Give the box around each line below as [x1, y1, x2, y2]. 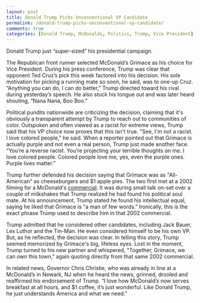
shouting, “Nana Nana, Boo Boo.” [6, 97, 88, 105]
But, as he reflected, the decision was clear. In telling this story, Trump [6, 234, 179, 241]
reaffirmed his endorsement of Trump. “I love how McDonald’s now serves [6, 277, 189, 284]
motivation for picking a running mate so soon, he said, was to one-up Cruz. [6, 78, 193, 86]
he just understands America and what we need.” [6, 290, 128, 297]
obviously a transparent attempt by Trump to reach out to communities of [6, 115, 187, 123]
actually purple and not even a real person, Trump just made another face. [6, 141, 189, 148]
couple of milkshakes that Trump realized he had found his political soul [6, 190, 183, 198]
